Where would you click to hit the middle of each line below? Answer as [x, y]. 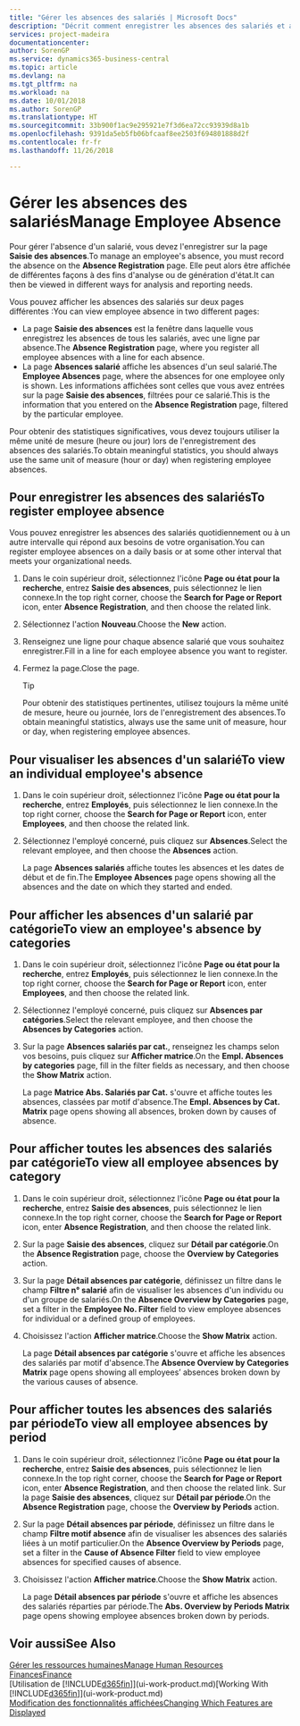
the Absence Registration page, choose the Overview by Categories [150, 1253]
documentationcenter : [50, 42]
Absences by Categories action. [83, 1029]
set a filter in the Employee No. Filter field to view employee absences [151, 1309]
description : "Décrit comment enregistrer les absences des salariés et [147, 26]
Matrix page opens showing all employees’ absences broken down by [151, 1372]
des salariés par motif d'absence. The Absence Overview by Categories [155, 1362]
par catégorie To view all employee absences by [144, 1163]
